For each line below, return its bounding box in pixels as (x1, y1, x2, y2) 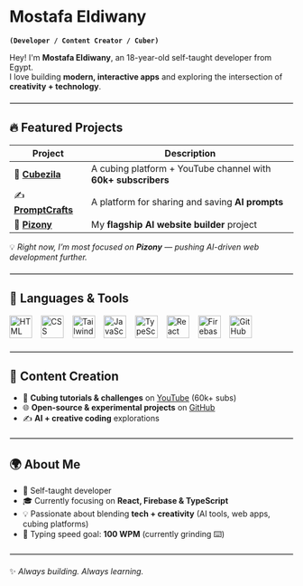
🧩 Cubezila (14, 167, 61, 180)
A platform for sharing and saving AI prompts (91, 196, 284, 209)
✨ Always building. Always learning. (9, 566, 144, 577)
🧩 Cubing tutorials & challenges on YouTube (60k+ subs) (22, 392, 237, 403)
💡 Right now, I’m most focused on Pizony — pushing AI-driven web (9, 241, 260, 252)
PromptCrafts (14, 203, 74, 216)
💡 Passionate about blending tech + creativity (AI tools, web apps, (22, 508, 271, 519)
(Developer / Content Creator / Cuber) (9, 36, 160, 45)
